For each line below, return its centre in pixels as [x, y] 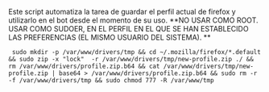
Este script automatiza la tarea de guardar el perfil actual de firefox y [122, 12]
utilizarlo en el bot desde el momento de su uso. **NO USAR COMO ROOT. [133, 20]
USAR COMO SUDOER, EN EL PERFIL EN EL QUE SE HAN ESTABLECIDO [128, 29]
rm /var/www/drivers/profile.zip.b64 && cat [84, 66]
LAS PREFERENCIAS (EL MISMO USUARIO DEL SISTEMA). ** [110, 37]
